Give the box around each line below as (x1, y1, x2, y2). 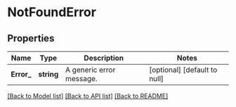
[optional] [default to (148, 65, 218, 75)
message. (65, 74, 98, 83)
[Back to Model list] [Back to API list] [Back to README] (7, 92, 169, 100)
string (38, 70, 59, 79)
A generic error (65, 65, 116, 75)
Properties (7, 32, 55, 44)
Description (84, 53, 124, 63)
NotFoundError (7, 4, 97, 20)
